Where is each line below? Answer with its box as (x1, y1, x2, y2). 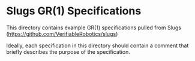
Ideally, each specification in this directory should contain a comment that (6, 42, 189, 49)
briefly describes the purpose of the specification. (6, 48, 130, 55)
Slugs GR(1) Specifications (6, 4, 142, 18)
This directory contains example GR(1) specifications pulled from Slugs (6, 24, 182, 31)
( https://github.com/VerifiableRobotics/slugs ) (6, 30, 118, 37)
